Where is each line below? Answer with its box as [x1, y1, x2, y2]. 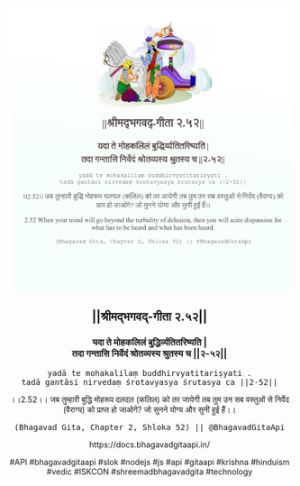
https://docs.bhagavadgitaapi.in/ [88, 439, 211, 450]
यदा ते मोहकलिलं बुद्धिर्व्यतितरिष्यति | [92, 336, 207, 349]
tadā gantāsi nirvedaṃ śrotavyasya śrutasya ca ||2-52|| [21, 377, 278, 387]
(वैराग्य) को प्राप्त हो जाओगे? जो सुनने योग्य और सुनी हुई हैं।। [62, 404, 237, 415]
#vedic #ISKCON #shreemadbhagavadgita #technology [46, 466, 253, 477]
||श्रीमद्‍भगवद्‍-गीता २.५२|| [91, 309, 208, 325]
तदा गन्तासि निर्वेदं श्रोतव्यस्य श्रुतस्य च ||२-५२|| [71, 347, 228, 360]
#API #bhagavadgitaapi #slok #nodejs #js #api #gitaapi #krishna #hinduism [9, 456, 290, 467]
